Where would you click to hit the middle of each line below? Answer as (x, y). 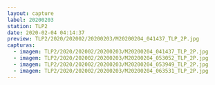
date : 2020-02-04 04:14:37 (46, 33)
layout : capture (30, 13)
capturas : (21, 45)
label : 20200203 (30, 20)
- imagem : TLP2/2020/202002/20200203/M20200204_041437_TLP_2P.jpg (111, 52)
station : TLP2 (28, 26)
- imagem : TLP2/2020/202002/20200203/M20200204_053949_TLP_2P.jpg (111, 64)
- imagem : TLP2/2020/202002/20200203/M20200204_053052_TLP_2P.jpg (111, 58)
